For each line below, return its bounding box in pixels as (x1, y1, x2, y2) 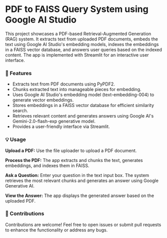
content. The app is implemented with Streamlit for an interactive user (5, 51, 149, 58)
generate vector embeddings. (12, 97, 74, 103)
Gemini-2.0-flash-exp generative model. (12, 118, 96, 124)
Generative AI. (5, 182, 35, 188)
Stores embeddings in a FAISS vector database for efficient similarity (12, 102, 154, 108)
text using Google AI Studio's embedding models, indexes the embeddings (5, 41, 159, 47)
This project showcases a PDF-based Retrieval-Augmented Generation (5, 30, 151, 36)
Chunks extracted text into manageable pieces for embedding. (12, 86, 141, 92)
